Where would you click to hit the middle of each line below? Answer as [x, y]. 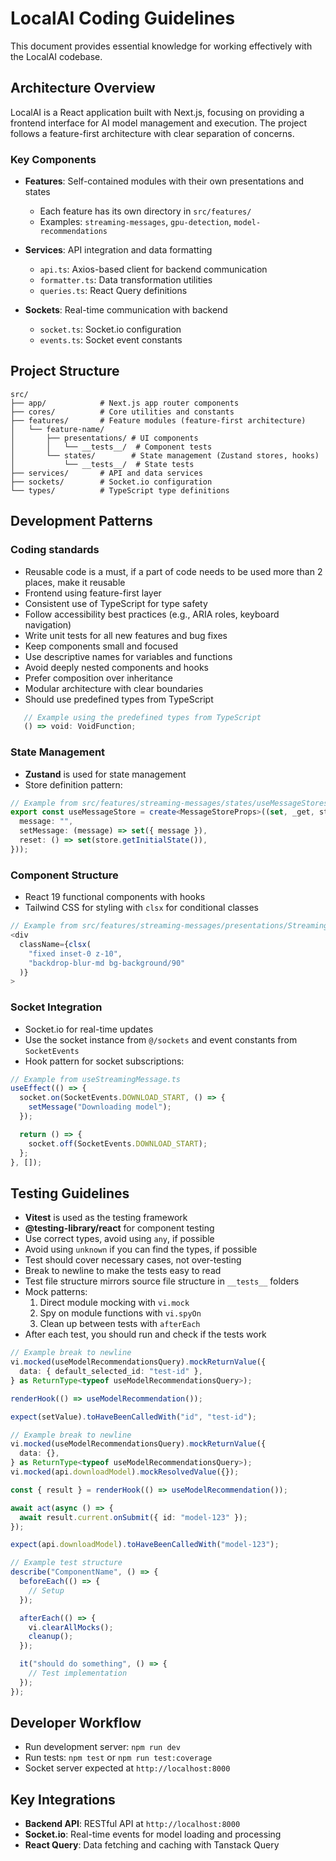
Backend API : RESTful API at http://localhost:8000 [132, 1824]
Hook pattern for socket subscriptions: [104, 1061]
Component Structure [64, 875]
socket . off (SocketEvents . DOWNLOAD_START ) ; [118, 1143]
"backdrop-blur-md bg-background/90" [107, 963]
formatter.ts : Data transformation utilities [126, 280]
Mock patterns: [56, 1292]
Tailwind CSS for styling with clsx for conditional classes [141, 908]
